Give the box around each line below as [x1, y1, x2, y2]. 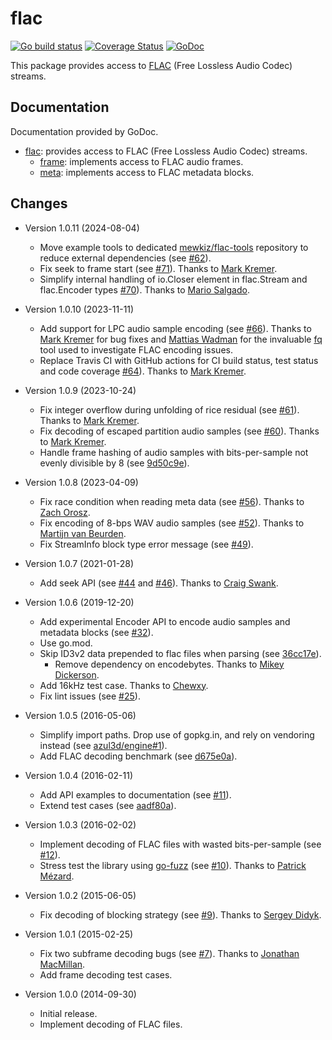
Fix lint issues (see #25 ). [39, 690, 141, 702]
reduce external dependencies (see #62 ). [39, 252, 212, 264]
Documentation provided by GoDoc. [10, 125, 159, 137]
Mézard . [39, 870, 75, 882]
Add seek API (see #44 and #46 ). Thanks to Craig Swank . [39, 577, 279, 589]
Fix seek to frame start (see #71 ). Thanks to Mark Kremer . [39, 262, 278, 274]
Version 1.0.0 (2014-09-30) [24, 988, 137, 1000]
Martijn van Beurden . [39, 527, 127, 539]
